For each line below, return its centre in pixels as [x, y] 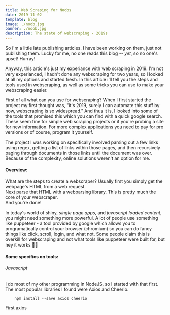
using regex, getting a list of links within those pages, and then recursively [83, 147]
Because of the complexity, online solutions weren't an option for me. [78, 158]
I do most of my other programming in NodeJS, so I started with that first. [82, 284]
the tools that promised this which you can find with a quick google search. [84, 116]
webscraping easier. [26, 90]
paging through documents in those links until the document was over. [79, 153]
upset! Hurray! [20, 59]
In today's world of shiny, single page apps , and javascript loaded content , [83, 213]
